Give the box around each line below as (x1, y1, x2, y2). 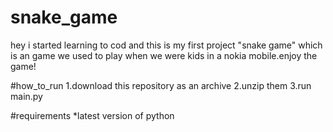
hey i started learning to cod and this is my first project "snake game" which (10, 39, 323, 51)
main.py (10, 90, 43, 102)
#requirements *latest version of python (10, 109, 175, 121)
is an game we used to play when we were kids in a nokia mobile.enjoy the (10, 49, 318, 61)
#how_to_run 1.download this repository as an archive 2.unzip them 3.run (10, 79, 312, 91)
